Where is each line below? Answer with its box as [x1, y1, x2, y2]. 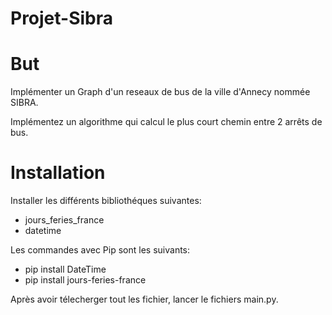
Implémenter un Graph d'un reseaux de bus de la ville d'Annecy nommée [10, 86, 311, 98]
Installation [10, 162, 106, 184]
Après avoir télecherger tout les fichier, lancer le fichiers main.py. [10, 293, 279, 306]
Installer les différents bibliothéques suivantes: [10, 195, 202, 207]
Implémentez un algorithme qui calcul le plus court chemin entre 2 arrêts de [10, 116, 323, 128]
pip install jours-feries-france [24, 274, 147, 286]
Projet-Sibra [10, 7, 114, 30]
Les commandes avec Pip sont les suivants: [10, 244, 191, 256]
